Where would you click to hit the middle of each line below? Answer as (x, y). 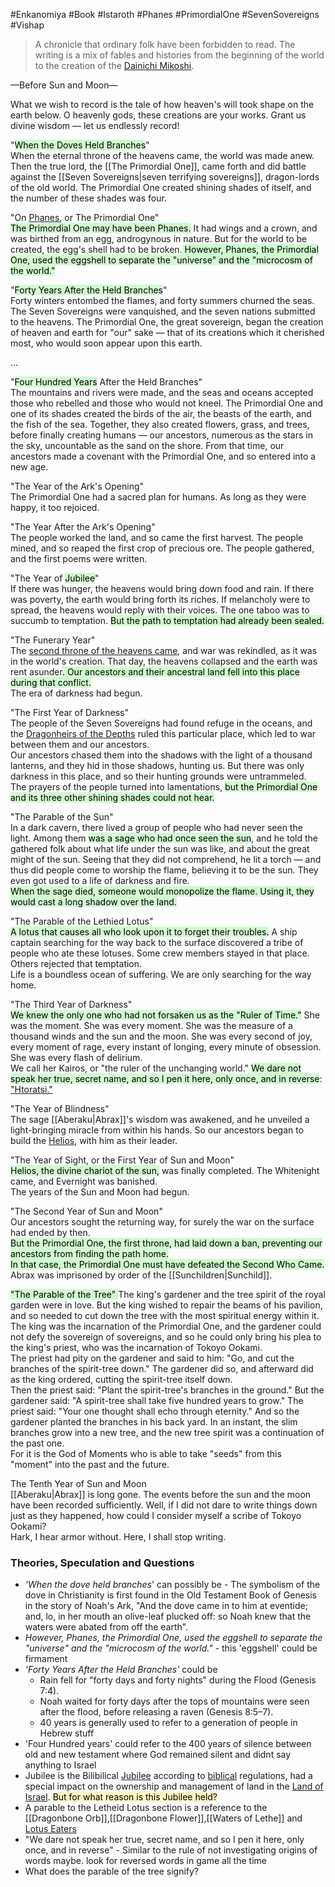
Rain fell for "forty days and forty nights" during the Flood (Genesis (178, 1680)
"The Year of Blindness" (60, 1108)
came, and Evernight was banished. (84, 1181)
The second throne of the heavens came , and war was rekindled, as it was (164, 650)
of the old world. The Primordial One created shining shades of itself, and (161, 187)
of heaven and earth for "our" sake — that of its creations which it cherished (167, 332)
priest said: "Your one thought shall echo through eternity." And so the (155, 1411)
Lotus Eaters (50, 1829)
